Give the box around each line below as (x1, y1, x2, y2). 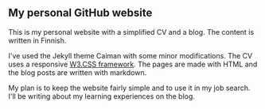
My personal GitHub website (8, 6, 153, 20)
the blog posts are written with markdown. (8, 67, 147, 77)
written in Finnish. (8, 36, 67, 45)
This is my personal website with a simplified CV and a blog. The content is (8, 27, 255, 36)
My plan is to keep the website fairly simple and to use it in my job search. (8, 83, 251, 92)
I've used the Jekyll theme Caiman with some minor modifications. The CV (8, 51, 253, 60)
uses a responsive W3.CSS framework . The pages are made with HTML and (8, 59, 258, 69)
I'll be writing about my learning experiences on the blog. (8, 91, 195, 101)
